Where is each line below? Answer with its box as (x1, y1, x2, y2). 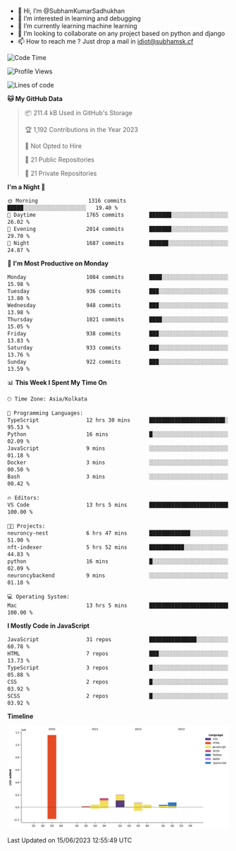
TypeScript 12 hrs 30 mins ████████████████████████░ (7, 417, 229, 424)
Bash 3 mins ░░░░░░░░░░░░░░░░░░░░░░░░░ (7, 473, 229, 480)
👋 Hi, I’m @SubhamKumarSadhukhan (17, 7, 125, 15)
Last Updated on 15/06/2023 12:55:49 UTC (7, 835, 132, 844)
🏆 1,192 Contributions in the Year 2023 (24, 126, 139, 133)
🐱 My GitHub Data (7, 95, 63, 102)
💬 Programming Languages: (7, 410, 83, 417)
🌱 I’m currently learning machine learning (17, 22, 137, 30)
